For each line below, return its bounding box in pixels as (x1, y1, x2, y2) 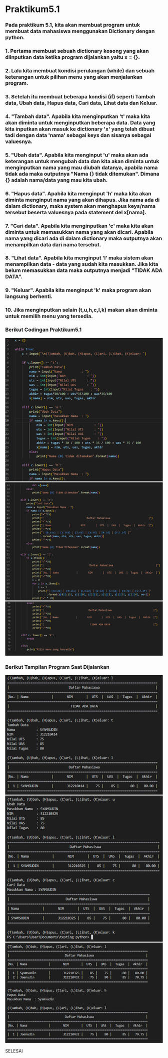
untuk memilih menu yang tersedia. (5, 313, 93, 320)
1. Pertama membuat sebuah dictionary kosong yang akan (5, 48, 149, 55)
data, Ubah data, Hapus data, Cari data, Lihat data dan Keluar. (5, 99, 158, 106)
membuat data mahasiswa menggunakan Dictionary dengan (5, 28, 155, 35)
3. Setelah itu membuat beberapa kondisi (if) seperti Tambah (5, 93, 156, 100)
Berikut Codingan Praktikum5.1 (5, 326, 82, 333)
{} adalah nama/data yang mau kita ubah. (5, 177, 108, 184)
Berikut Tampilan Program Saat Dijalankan (5, 663, 110, 670)
